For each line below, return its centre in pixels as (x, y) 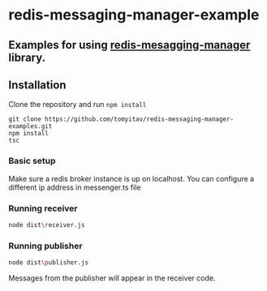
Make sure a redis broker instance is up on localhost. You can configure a (131, 178)
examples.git (30, 126)
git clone (25, 119)
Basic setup (32, 161)
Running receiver (43, 208)
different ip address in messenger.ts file (75, 187)
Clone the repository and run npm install (78, 105)
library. (27, 57)
